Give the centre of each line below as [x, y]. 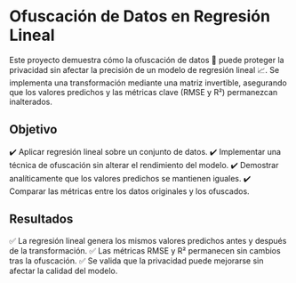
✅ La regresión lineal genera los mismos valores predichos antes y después [148, 240]
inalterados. [31, 101]
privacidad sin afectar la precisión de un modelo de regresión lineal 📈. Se [144, 69]
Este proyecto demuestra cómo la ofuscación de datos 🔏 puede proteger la [147, 60]
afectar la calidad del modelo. [64, 271]
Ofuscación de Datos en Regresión [140, 16]
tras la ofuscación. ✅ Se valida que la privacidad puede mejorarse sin [136, 261]
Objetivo [33, 129]
